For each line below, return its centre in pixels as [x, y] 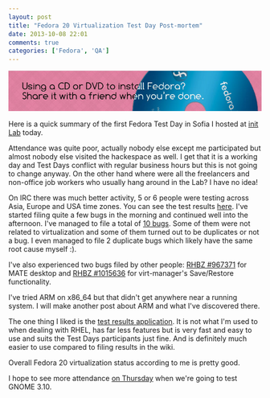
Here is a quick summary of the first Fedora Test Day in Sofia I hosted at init [133, 124]
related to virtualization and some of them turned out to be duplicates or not [134, 232]
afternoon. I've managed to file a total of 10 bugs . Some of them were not [129, 224]
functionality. [30, 282]
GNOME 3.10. [30, 387]
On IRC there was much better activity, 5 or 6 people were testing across [129, 198]
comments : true [34, 43]
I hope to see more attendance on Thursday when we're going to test [123, 379]
